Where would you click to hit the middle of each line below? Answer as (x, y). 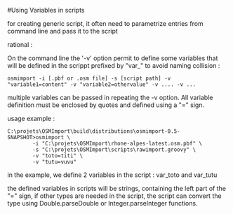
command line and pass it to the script (62, 31)
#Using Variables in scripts (46, 10)
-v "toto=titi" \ (58, 156)
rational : (20, 44)
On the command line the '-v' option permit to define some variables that (113, 58)
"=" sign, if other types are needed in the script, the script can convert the (115, 196)
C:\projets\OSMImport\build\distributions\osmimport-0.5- (94, 131)
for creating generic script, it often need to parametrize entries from (105, 23)
